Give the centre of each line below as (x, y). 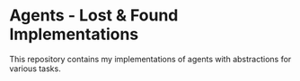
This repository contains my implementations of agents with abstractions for (150, 59)
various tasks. (35, 69)
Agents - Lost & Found (94, 16)
